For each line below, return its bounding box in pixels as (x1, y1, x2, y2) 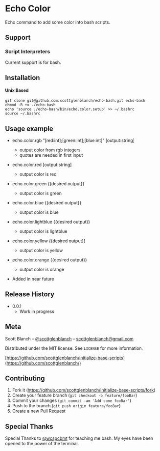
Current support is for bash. (5, 59, 61, 65)
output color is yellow (19, 248, 63, 254)
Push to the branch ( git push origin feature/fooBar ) (12, 403, 121, 409)
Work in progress (19, 308, 55, 314)
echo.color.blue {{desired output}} (12, 200, 82, 206)
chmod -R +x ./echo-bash (5, 103, 56, 108)
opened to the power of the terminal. (5, 441, 79, 447)
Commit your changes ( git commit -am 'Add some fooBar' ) (12, 397, 132, 403)
